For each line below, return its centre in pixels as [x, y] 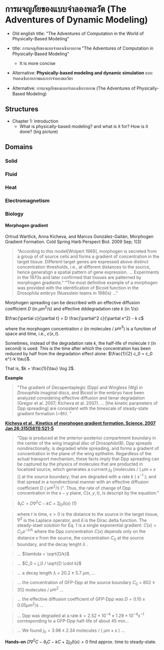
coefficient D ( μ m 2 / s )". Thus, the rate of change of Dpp [74, 487]
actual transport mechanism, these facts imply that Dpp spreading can [88, 459]
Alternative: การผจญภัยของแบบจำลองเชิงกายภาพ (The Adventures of [74, 88]
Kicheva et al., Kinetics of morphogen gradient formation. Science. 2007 [80, 423]
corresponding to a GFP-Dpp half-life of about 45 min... [73, 620]
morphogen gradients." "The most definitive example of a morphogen [87, 282]
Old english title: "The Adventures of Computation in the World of [78, 33]
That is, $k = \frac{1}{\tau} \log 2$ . [40, 369]
